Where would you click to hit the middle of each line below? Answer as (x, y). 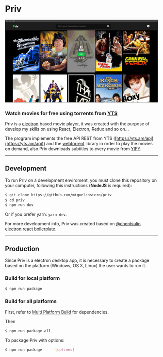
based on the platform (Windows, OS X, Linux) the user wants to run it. (76, 266)
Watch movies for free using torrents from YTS (61, 113)
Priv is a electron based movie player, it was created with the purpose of (77, 124)
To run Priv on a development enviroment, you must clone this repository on (81, 180)
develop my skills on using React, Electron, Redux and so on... (67, 129)
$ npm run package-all (28, 331)
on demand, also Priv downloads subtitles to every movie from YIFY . (73, 149)
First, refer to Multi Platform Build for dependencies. (57, 312)
